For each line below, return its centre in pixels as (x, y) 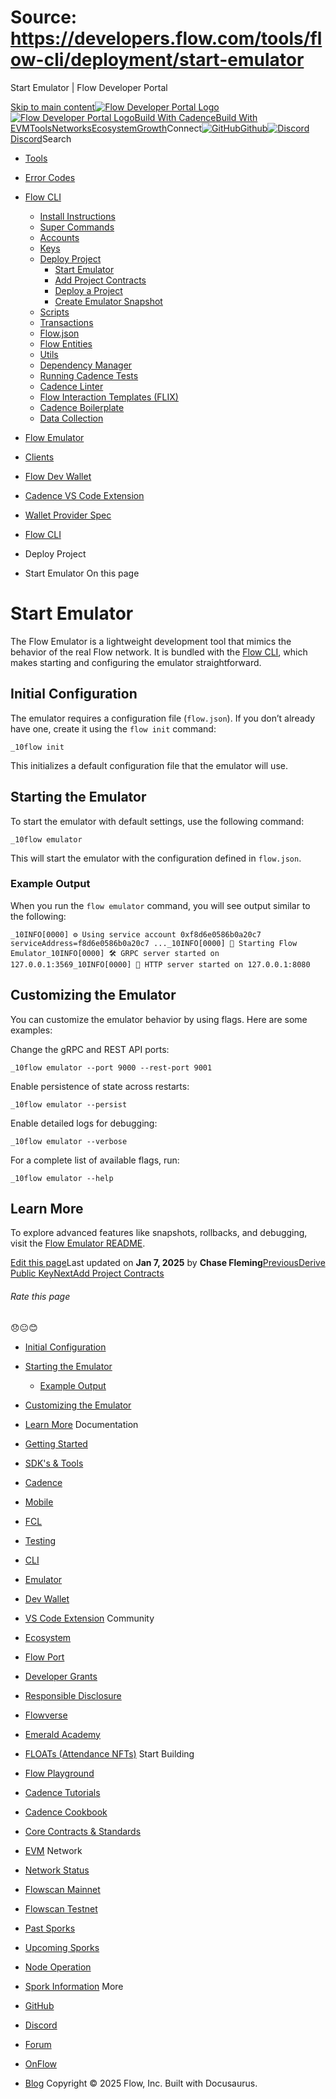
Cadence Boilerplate (82, 407)
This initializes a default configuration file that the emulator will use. (149, 765)
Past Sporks (50, 1928)
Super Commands (77, 227)
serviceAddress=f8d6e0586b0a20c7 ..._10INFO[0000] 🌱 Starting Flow (154, 943)
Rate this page (40, 1297)
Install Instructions (77, 216)
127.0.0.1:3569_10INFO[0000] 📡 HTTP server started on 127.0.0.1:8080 (160, 964)
